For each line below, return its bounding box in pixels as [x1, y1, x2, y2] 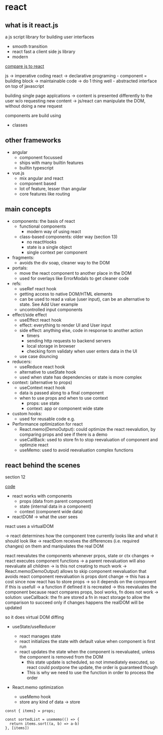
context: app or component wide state [26, 405, 104, 411]
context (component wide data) [19, 509, 83, 515]
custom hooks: [12, 410, 42, 416]
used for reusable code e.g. [19, 416, 75, 422]
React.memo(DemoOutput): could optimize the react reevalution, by [19, 426, 156, 432]
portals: [12, 265, 28, 271]
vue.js [12, 170, 24, 176]
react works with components [12, 493, 72, 499]
